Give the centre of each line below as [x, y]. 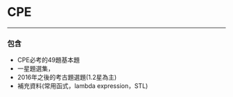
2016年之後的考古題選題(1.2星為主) [67, 78]
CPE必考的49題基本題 [49, 60]
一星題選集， [35, 69]
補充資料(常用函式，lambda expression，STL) [83, 86]
